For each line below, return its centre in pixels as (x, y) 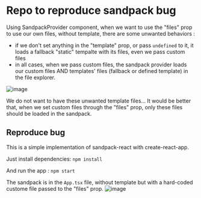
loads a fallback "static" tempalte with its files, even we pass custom (100, 51)
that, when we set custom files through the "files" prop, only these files (94, 107)
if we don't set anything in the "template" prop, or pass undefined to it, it (104, 45)
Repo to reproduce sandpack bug (91, 11)
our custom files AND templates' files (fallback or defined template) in (101, 71)
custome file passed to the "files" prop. (55, 188)
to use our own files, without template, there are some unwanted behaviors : (101, 33)
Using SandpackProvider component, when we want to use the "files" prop (99, 27)
